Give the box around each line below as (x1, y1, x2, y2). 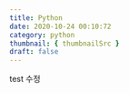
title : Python (9, 13, 64, 23)
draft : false (9, 47, 59, 57)
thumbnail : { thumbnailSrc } (9, 38, 120, 48)
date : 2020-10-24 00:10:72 (9, 22, 112, 31)
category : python (9, 30, 75, 39)
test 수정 (9, 74, 41, 85)
